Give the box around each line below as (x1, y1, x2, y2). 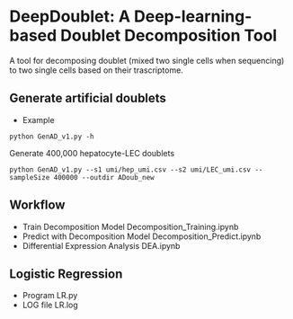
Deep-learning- (133, 6, 253, 27)
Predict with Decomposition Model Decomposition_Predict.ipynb (22, 231, 262, 242)
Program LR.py (22, 290, 78, 301)
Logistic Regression (9, 266, 123, 281)
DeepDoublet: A (9, 6, 131, 27)
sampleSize (9, 173, 50, 182)
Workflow (9, 198, 66, 213)
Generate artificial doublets (9, 91, 166, 106)
